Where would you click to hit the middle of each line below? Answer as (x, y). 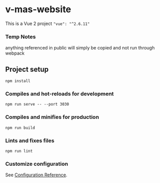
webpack (15, 53)
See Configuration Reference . (36, 175)
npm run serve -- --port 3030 (37, 104)
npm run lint (19, 151)
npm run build (20, 128)
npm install (18, 81)
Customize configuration (37, 164)
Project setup (27, 69)
